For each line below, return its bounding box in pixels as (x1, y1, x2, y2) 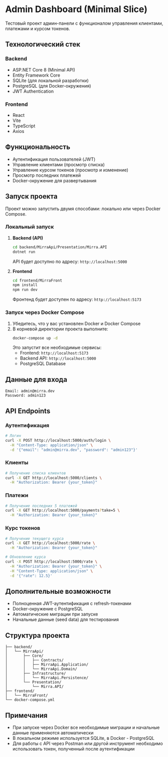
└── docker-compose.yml (5, 698, 55, 703)
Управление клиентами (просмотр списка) (12, 161, 105, 167)
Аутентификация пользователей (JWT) (12, 156, 96, 162)
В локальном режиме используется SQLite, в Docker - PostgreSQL (12, 735, 154, 741)
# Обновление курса (5, 555, 46, 560)
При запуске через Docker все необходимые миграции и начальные (12, 724, 160, 730)
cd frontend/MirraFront (12, 278, 63, 283)
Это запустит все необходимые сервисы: (12, 345, 102, 351)
